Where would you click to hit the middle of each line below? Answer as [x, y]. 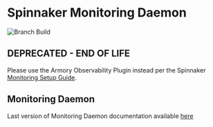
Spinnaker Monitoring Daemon [97, 13]
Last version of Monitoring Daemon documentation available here [100, 116]
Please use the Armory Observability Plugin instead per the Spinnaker [106, 70]
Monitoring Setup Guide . [42, 77]
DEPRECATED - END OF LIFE [68, 53]
